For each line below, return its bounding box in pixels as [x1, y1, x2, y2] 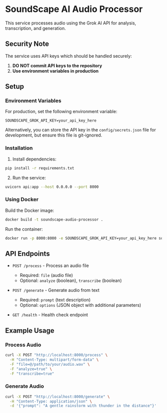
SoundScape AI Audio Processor [5, 3, 143, 15]
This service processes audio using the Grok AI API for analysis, [5, 20, 137, 26]
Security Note [5, 40, 49, 48]
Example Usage [5, 326, 55, 335]
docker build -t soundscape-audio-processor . [5, 217, 103, 222]
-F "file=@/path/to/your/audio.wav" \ [9, 362, 90, 367]
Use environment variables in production [12, 68, 99, 74]
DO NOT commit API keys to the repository [12, 62, 102, 68]
